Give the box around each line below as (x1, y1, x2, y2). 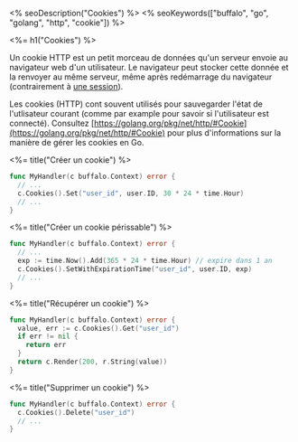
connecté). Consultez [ (9, 118, 95, 128)
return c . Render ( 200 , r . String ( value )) (17, 357, 168, 366)
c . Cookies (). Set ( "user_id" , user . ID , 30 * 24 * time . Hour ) (17, 189, 245, 198)
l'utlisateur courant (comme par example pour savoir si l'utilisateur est (9, 108, 269, 118)
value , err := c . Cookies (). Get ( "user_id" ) (17, 324, 180, 333)
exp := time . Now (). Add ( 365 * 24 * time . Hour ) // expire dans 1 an (17, 257, 273, 266)
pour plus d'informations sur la (166, 127, 282, 138)
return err (25, 341, 67, 350)
